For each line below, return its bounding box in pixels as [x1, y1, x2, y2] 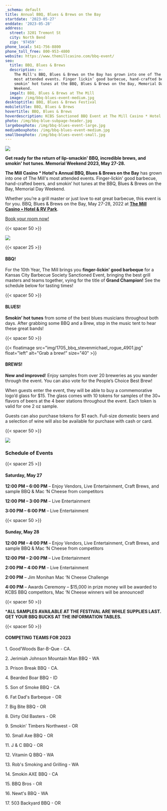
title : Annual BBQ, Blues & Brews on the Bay [5, 12, 101, 17]
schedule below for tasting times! [5, 283, 74, 289]
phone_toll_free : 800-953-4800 [5, 49, 70, 54]
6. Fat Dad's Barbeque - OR [5, 694, 62, 700]
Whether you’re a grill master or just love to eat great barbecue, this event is [5, 196, 161, 202]
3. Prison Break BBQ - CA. [5, 665, 59, 671]
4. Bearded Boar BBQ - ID [5, 675, 58, 681]
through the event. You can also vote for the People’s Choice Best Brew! [5, 378, 153, 384]
